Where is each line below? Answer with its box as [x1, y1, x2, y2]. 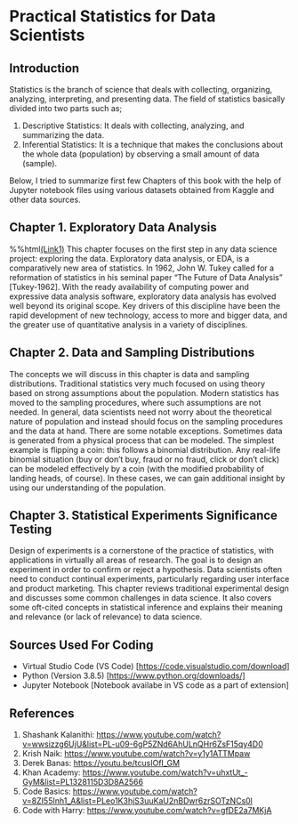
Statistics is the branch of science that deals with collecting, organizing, [9, 85, 273, 94]
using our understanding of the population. [9, 482, 166, 493]
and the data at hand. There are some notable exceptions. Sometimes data [9, 425, 283, 436]
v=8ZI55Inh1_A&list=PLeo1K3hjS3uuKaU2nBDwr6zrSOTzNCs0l [21, 796, 254, 806]
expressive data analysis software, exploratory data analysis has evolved [9, 291, 277, 302]
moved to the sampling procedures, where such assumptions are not [9, 397, 262, 408]
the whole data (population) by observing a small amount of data [21, 149, 260, 159]
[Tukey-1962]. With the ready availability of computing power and [9, 281, 249, 292]
